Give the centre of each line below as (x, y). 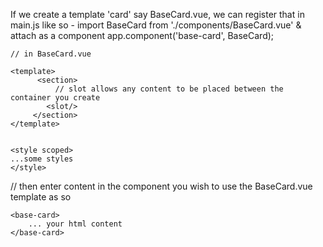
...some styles (42, 159)
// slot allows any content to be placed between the (169, 89)
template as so (41, 197)
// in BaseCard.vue (51, 54)
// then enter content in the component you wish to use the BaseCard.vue (161, 186)
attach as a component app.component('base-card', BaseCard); (142, 35)
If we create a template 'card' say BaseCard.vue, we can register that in (157, 14)
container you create (55, 98)
